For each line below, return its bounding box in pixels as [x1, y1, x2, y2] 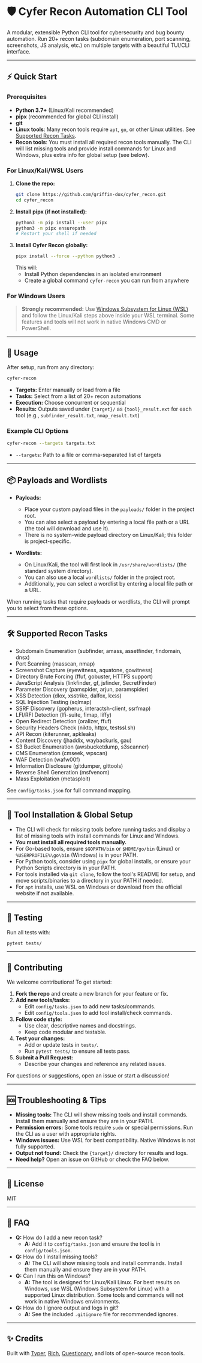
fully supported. [15, 1143, 55, 1150]
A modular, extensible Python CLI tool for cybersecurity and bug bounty [7, 28, 185, 36]
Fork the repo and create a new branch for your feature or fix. [15, 990, 168, 997]
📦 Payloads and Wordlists [7, 475, 107, 485]
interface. [7, 47, 31, 55]
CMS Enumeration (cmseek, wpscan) [15, 749, 108, 756]
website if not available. [15, 889, 74, 896]
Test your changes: [15, 1035, 65, 1042]
